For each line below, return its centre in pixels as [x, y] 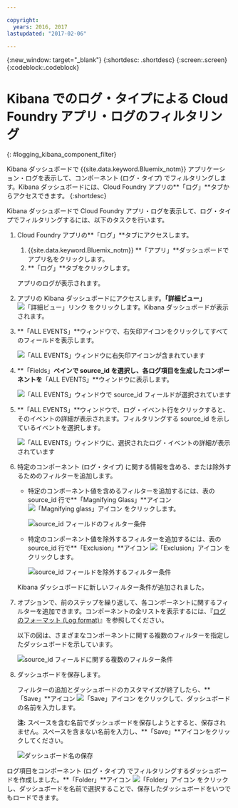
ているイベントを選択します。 [61, 428]
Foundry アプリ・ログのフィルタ [102, 117]
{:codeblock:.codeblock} [43, 68]
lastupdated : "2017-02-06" [47, 34]
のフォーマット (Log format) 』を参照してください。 [92, 620]
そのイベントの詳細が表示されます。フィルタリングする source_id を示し [123, 419]
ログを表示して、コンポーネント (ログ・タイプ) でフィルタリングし [123, 178]
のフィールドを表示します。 [57, 340]
